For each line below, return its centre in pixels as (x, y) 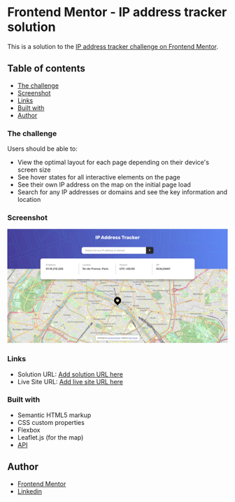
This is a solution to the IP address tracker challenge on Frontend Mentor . (113, 46)
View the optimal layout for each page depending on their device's (113, 163)
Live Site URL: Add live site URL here (70, 381)
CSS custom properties (51, 422)
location (29, 200)
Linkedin (30, 491)
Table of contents (46, 68)
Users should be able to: (43, 149)
